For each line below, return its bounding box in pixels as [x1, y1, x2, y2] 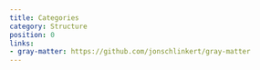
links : [9, 38, 35, 48]
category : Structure [9, 22, 88, 31]
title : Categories [9, 13, 79, 23]
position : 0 [9, 30, 55, 39]
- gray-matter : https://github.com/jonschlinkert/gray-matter [9, 47, 251, 56]
